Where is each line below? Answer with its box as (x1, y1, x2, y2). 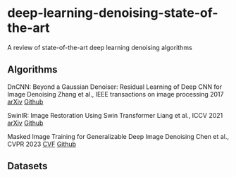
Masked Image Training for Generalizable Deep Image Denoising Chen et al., (7, 132, 229, 140)
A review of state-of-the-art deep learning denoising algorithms (7, 43, 192, 51)
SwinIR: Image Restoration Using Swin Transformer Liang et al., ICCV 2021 (7, 111, 223, 119)
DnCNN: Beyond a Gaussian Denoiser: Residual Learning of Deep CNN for (7, 83, 223, 91)
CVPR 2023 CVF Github (7, 140, 76, 148)
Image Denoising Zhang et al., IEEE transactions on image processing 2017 (7, 90, 224, 98)
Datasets (7, 160, 48, 172)
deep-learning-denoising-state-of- (7, 5, 218, 21)
